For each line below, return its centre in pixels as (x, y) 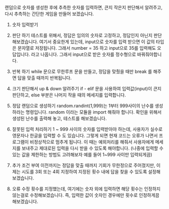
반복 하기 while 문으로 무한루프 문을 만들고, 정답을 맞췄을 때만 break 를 (82, 72)
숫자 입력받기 (25, 25)
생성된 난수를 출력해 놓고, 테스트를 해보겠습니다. (59, 118)
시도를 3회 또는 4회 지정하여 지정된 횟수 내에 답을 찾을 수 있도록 (84, 172)
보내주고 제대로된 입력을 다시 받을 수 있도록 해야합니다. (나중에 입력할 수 (93, 148)
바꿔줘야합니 (149, 54)
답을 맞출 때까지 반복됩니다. (45, 78)
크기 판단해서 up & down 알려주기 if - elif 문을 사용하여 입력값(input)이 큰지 (87, 89)
